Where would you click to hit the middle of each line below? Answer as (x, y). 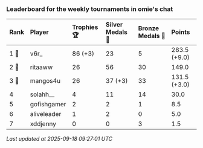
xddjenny (43, 124)
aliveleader (46, 114)
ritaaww (41, 67)
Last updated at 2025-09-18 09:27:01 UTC (60, 139)
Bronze (149, 28)
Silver (114, 25)
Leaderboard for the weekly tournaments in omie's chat (90, 9)
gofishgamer (48, 105)
